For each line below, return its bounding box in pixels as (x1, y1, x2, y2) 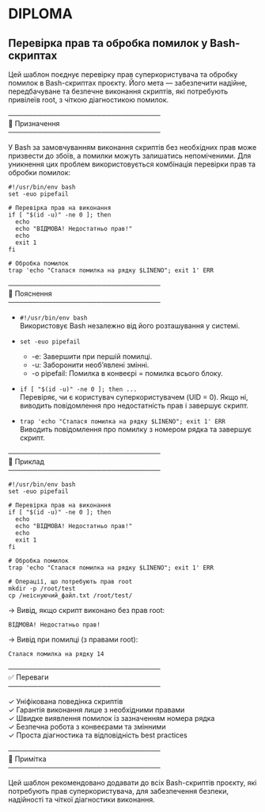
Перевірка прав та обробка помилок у (8, 36, 208, 50)
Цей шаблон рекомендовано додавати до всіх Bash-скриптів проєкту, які (8, 778, 257, 787)
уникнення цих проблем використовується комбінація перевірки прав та (8, 159, 256, 169)
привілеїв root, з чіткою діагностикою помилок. (8, 95, 169, 104)
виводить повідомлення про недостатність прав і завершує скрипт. (19, 401, 249, 410)
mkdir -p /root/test (8, 584, 77, 592)
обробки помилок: (8, 168, 71, 177)
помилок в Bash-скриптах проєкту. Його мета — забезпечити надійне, (8, 79, 248, 87)
